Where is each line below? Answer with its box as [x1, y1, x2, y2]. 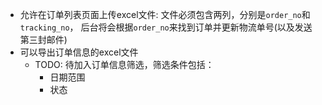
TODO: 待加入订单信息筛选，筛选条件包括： [34, 59, 215, 70]
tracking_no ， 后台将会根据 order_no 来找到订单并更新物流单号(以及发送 [19, 21, 313, 33]
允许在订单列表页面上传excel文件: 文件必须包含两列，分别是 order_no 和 [19, 9, 311, 20]
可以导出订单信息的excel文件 [19, 46, 139, 58]
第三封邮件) [19, 34, 68, 45]
